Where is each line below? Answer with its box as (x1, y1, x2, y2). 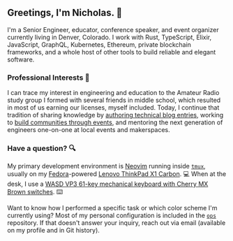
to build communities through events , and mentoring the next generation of (7, 118, 223, 126)
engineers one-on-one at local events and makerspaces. (7, 126, 171, 134)
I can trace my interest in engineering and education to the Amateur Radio (7, 89, 220, 97)
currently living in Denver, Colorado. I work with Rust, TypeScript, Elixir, (7, 33, 212, 41)
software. (7, 55, 35, 64)
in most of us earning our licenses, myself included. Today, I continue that (7, 103, 220, 112)
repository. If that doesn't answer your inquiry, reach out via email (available (7, 219, 226, 227)
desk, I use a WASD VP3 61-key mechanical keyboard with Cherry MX (7, 180, 209, 189)
